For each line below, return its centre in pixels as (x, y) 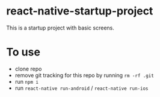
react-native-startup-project (80, 11)
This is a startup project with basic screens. (60, 28)
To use (23, 52)
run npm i (27, 81)
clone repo (28, 69)
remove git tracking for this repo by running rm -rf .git (85, 75)
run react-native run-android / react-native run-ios (82, 88)
